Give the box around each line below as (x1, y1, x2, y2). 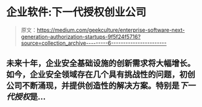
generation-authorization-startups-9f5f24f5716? (20, 33, 141, 40)
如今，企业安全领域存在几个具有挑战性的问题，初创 (6, 69, 195, 80)
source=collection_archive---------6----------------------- (20, 39, 167, 47)
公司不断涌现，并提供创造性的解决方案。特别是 (6, 81, 180, 91)
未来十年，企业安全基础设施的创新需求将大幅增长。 (6, 58, 195, 69)
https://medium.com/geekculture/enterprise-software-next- (37, 26, 185, 33)
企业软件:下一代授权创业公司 (6, 5, 147, 19)
